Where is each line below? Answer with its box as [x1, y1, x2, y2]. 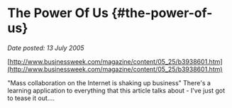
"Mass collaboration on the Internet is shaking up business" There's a [7, 78, 211, 87]
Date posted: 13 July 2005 [7, 43, 84, 52]
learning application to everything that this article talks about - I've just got [7, 86, 226, 94]
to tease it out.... [7, 94, 55, 102]
